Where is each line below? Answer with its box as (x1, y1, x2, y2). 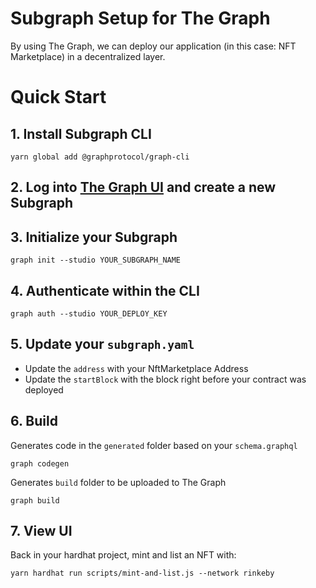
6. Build (10, 413, 58, 430)
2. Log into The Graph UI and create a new (10, 179, 277, 196)
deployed (24, 383, 64, 396)
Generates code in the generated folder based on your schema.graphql (10, 439, 298, 451)
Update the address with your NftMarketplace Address (24, 362, 249, 374)
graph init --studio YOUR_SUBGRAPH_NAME (10, 255, 182, 266)
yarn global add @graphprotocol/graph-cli (10, 152, 190, 162)
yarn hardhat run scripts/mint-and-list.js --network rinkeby (10, 568, 275, 579)
